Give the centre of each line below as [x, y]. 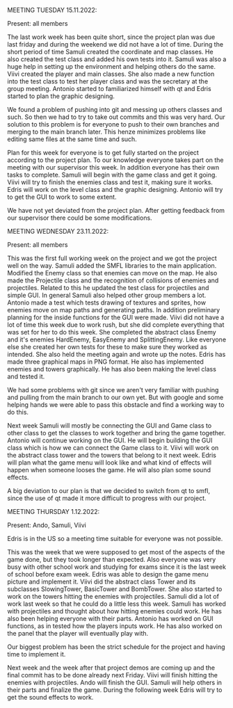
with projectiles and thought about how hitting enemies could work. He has [115, 611]
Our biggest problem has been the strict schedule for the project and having [116, 647]
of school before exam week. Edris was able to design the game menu [108, 574]
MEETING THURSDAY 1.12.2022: [54, 512]
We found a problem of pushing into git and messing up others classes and [115, 110]
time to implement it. [37, 654]
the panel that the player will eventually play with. [78, 633]
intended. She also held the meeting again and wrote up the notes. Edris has [116, 354]
